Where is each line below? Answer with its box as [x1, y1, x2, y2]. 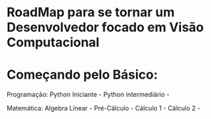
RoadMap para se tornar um [6, 4, 175, 21]
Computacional [6, 35, 100, 50]
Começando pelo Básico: [6, 67, 158, 83]
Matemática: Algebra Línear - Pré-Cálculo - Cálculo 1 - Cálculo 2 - [6, 104, 201, 113]
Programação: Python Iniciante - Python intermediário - [6, 90, 170, 99]
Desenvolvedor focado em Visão [6, 19, 204, 35]
